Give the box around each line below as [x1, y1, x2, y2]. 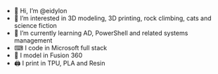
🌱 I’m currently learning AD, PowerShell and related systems [13, 29, 188, 37]
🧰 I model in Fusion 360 [13, 51, 83, 59]
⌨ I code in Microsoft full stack [13, 44, 108, 52]
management [13, 36, 53, 45]
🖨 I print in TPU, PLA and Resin [13, 59, 105, 67]
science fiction [13, 22, 58, 29]
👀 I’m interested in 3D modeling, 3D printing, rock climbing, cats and [13, 14, 212, 22]
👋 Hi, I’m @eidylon [13, 7, 68, 15]
